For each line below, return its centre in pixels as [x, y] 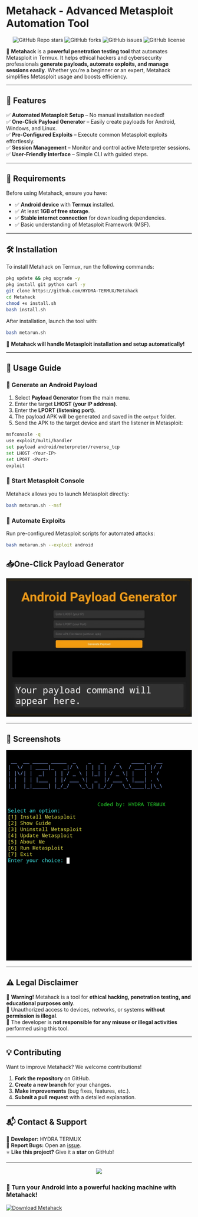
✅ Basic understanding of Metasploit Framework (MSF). [82, 224]
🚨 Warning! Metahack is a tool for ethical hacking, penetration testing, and [99, 997]
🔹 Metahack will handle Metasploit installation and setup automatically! [95, 344]
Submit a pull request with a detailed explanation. [75, 1097]
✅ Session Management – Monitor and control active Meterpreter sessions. [98, 147]
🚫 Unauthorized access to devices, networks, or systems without [85, 1009]
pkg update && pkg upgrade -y [43, 279]
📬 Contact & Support [47, 1122]
